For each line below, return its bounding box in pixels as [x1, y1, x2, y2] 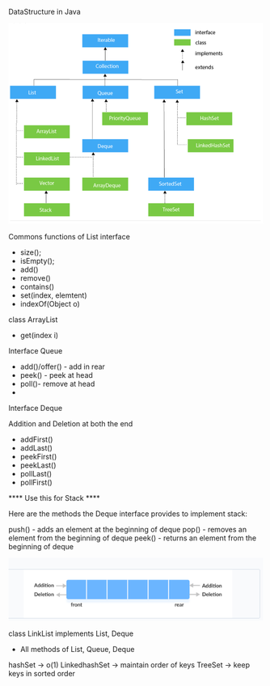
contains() [19, 282, 55, 292]
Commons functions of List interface [8, 232, 131, 242]
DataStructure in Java [8, 7, 81, 16]
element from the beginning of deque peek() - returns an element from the [8, 533, 257, 543]
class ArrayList [8, 315, 58, 324]
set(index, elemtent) [19, 290, 87, 300]
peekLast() [19, 460, 57, 470]
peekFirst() [19, 452, 57, 462]
